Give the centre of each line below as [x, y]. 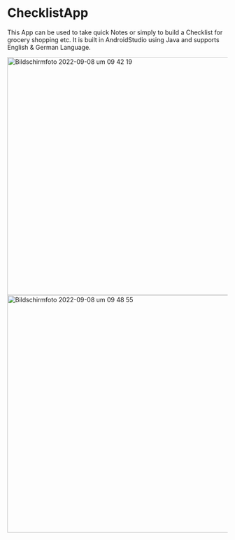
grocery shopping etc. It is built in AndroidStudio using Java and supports [113, 39]
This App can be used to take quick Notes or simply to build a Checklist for [115, 32]
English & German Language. [49, 47]
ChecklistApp [48, 13]
